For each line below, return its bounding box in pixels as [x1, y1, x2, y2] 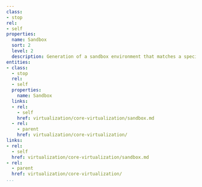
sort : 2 [11, 43, 31, 49]
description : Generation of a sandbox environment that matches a [11, 54, 182, 60]
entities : [6, 59, 31, 65]
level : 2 [11, 48, 34, 54]
